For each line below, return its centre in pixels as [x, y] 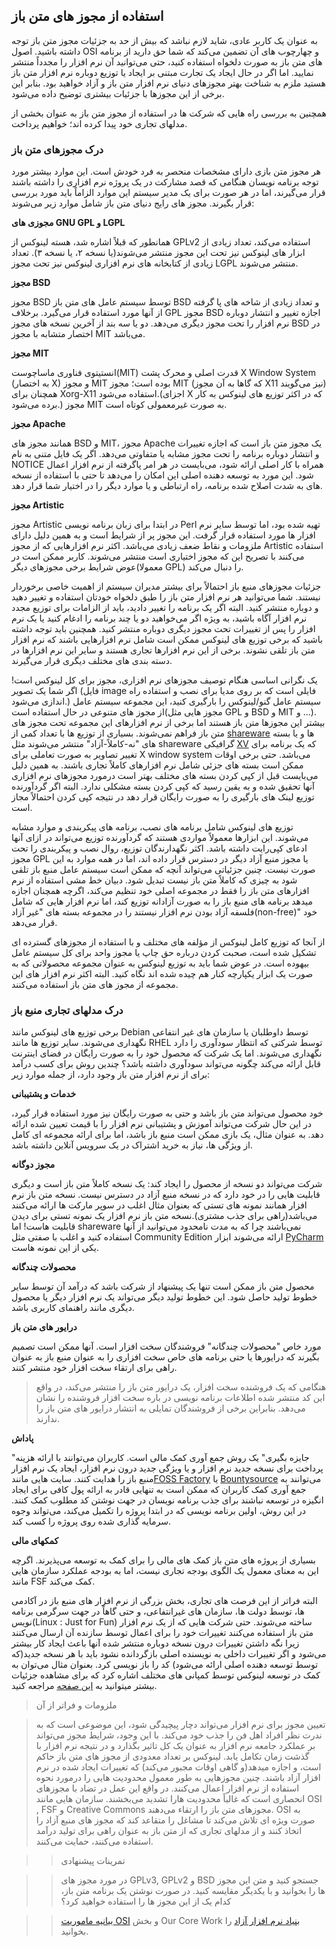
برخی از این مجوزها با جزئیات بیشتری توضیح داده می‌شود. [118, 93]
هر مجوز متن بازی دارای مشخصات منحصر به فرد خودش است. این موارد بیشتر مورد [166, 171]
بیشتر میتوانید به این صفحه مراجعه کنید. [84, 1686]
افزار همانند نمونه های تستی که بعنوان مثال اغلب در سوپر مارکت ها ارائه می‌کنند [159, 1205]
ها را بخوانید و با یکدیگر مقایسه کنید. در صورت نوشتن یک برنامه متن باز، [193, 1891]
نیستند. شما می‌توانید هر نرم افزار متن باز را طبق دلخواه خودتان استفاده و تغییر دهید [166, 597]
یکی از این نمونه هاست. [55, 1248]
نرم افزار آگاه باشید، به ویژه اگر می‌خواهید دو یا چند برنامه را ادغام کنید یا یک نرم [159, 618]
